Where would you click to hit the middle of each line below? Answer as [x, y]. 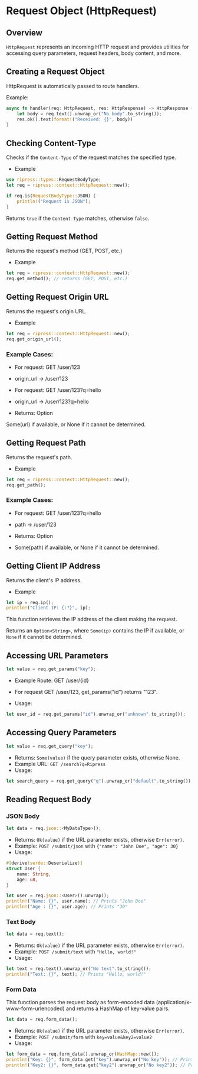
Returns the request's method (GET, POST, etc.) [64, 251]
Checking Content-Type [51, 143]
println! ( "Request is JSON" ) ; [54, 201]
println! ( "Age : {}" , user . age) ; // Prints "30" [67, 907]
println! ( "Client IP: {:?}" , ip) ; [49, 608]
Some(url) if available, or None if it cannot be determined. [76, 424]
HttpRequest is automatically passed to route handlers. [73, 86]
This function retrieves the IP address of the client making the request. [92, 619]
